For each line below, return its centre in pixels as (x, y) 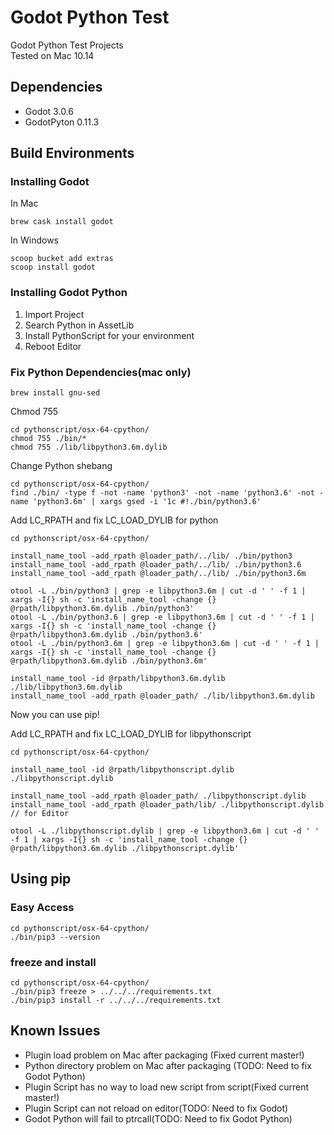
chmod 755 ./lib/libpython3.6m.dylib (89, 447)
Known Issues (55, 1031)
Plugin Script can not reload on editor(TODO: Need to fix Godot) (156, 1108)
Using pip (41, 879)
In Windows (34, 240)
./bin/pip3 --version (55, 937)
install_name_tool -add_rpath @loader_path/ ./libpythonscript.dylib (158, 796)
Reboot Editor (53, 346)
